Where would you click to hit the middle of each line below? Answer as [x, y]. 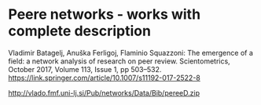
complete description [80, 31]
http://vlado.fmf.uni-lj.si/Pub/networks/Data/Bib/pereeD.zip [104, 92]
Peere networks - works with [105, 14]
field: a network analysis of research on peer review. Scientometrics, [119, 61]
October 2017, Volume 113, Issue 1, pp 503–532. [85, 69]
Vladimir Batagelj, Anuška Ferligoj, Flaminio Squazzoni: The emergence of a [131, 52]
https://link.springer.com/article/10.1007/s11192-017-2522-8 [104, 78]
